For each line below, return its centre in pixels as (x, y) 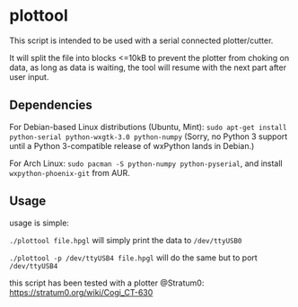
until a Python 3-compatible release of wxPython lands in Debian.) (132, 145)
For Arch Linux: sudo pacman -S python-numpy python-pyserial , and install (146, 163)
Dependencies (51, 105)
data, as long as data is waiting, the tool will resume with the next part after (148, 67)
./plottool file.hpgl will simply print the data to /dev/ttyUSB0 (126, 240)
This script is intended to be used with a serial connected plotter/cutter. (141, 40)
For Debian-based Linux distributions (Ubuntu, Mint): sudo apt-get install (148, 127)
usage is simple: (39, 223)
